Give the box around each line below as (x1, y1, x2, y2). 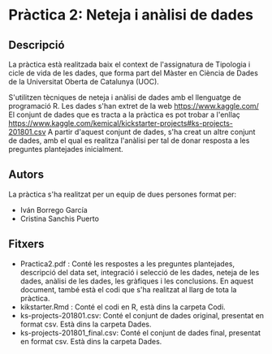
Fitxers (8, 237, 45, 251)
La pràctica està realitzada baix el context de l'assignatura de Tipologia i (8, 59, 251, 69)
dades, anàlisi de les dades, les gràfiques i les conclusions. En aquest (19, 276, 254, 286)
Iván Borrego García (19, 205, 88, 214)
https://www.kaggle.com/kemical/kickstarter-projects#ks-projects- (8, 119, 234, 127)
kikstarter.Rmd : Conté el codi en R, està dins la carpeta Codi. (19, 302, 226, 312)
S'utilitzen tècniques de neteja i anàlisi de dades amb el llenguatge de (8, 93, 242, 102)
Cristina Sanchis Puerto (19, 214, 100, 223)
